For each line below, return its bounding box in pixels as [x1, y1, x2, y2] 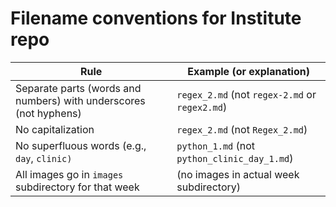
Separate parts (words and [15, 81, 142, 95]
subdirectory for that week [15, 180, 140, 194]
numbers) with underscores [15, 93, 146, 107]
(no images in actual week [176, 167, 300, 181]
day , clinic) [15, 151, 73, 165]
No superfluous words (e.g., [15, 138, 147, 152]
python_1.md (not [176, 138, 256, 152]
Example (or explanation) [187, 64, 310, 78]
